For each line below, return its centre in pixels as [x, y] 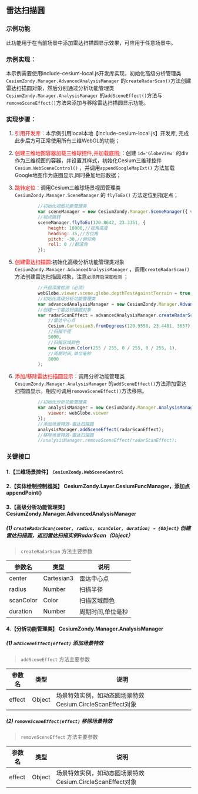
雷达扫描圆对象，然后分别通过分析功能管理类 [60, 88]
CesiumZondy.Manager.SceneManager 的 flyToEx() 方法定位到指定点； [97, 195]
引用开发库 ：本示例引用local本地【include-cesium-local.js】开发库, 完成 [102, 134]
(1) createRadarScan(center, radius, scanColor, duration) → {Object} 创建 [98, 528]
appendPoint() [24, 493]
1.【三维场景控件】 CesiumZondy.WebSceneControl [65, 472]
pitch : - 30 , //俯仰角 [72, 239]
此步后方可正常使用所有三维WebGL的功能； [67, 141]
